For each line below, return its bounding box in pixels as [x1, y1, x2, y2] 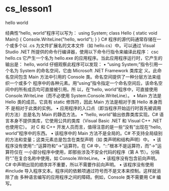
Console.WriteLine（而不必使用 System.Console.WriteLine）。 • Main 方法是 [5, 92, 162, 98]
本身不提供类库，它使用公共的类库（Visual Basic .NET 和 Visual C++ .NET [9, 117, 162, 123]
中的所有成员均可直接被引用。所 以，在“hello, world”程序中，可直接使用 [9, 86, 158, 92]
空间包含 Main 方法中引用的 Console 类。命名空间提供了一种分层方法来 [9, 74, 157, 80]
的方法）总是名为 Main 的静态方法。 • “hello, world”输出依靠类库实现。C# [5, 111, 158, 117]
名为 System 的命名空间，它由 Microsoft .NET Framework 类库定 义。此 [9, 67, 157, 73]
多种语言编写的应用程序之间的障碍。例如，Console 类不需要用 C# [19, 174, 156, 180]
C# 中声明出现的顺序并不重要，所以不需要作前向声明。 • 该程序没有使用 [5, 161, 154, 167]
